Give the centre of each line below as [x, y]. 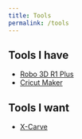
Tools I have [39, 55]
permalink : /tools [39, 23]
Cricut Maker [41, 83]
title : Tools [30, 15]
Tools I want [39, 108]
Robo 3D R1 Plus [47, 74]
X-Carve [33, 127]
